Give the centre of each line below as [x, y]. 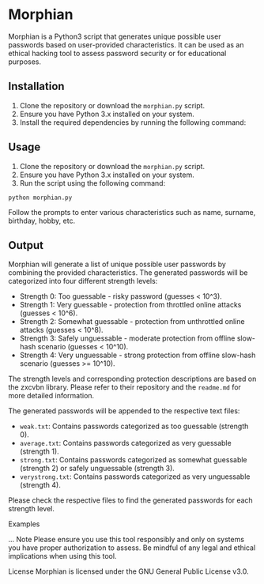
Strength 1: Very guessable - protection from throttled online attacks [130, 305]
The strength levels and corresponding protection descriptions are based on [132, 379]
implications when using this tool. [62, 556]
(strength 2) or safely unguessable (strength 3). [97, 469]
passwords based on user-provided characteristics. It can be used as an [126, 44]
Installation [36, 87]
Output [26, 245]
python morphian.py [40, 198]
